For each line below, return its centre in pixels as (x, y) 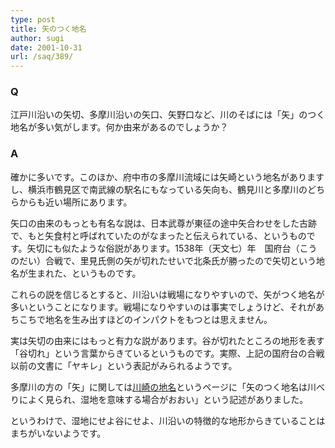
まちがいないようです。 (58, 433)
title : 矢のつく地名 (48, 29)
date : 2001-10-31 (46, 47)
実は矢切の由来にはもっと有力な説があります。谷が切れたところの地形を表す (167, 340)
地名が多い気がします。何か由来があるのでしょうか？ (119, 127)
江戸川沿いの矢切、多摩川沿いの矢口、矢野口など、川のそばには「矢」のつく (168, 115)
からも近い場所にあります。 (75, 202)
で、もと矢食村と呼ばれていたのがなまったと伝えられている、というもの (158, 235)
